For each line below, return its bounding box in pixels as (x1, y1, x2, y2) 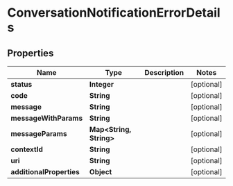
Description (144, 68, 184, 77)
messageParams (10, 129, 67, 138)
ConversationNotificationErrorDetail (7, 5, 221, 21)
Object (89, 167, 112, 176)
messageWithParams (10, 113, 83, 123)
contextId (10, 144, 44, 154)
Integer (89, 80, 114, 89)
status (10, 80, 33, 89)
